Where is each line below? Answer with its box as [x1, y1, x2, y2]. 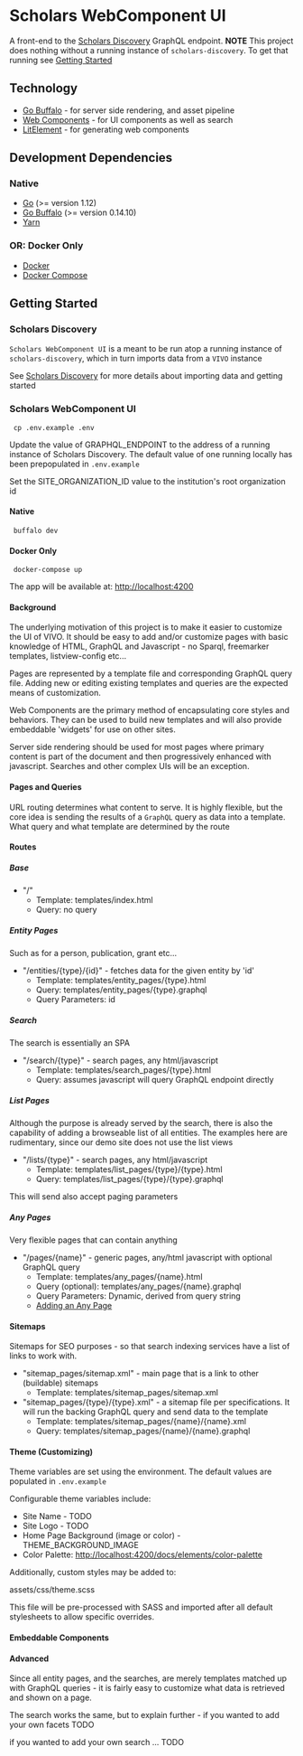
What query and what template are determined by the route [9, 821, 230, 831]
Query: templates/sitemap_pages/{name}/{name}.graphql [35, 1425, 251, 1437]
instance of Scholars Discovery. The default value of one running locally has [9, 448, 293, 459]
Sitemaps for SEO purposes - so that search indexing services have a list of [9, 1341, 290, 1352]
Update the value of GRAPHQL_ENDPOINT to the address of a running [9, 439, 271, 450]
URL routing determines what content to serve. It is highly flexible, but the [9, 802, 283, 812]
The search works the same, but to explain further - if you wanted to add [9, 1710, 280, 1721]
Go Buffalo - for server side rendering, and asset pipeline [22, 105, 235, 116]
